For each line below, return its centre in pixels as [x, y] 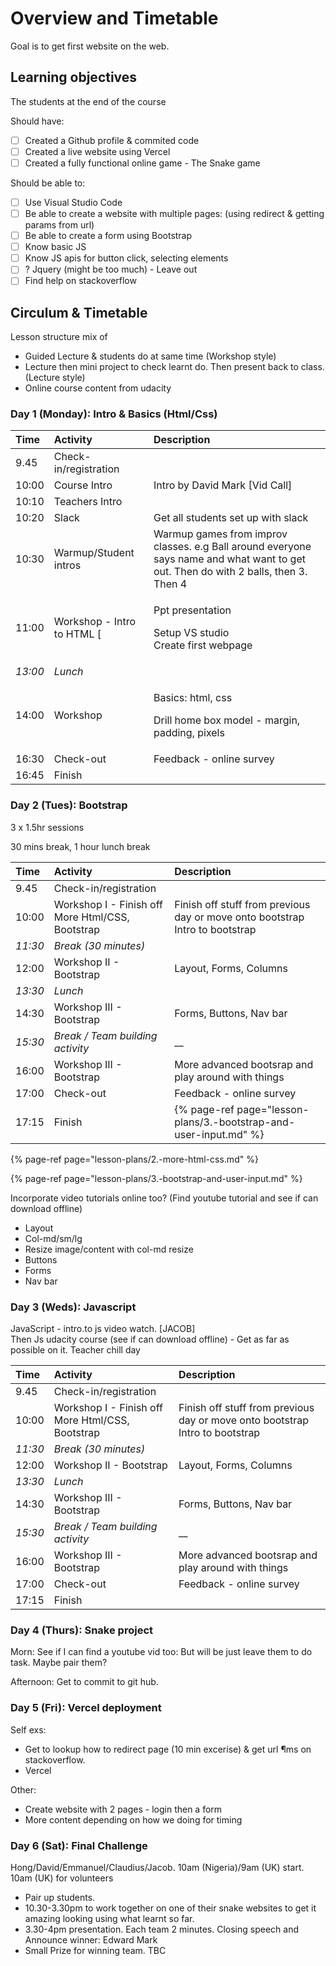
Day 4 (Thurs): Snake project [82, 1630]
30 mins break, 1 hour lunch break [80, 846]
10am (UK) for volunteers [62, 1878]
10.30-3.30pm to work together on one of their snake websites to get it [170, 1908]
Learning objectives [74, 77]
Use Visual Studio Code [73, 202]
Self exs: [28, 1729]
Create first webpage [203, 645]
